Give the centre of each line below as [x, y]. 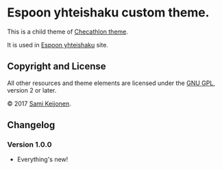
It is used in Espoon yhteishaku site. [58, 45]
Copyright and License [57, 66]
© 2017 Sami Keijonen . [39, 104]
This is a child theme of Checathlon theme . [68, 32]
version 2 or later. [32, 90]
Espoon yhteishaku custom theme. [108, 13]
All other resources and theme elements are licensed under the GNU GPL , [111, 83]
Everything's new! [42, 160]
